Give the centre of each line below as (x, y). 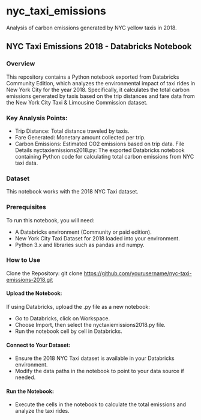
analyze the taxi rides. (42, 411)
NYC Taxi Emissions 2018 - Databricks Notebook (99, 47)
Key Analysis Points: (37, 118)
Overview (21, 64)
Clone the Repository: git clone (44, 273)
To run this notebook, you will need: (50, 220)
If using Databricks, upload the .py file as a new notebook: (78, 307)
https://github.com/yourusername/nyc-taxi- (138, 273)
